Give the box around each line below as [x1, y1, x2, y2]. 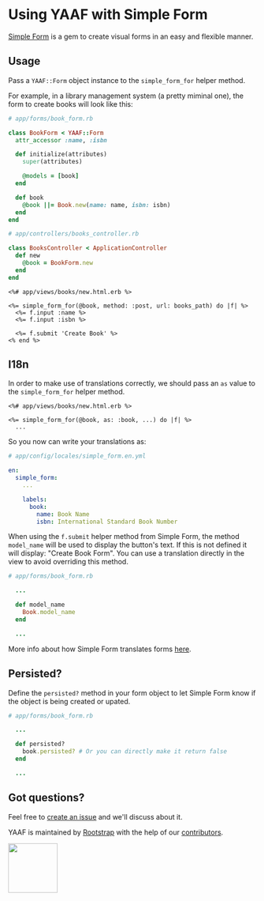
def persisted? [15, 741, 65, 748]
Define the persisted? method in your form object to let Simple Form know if [8, 688, 256, 697]
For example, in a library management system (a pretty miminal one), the [8, 91, 244, 100]
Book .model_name [22, 609, 76, 616]
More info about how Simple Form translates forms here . [8, 644, 191, 654]
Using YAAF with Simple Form [8, 6, 208, 24]
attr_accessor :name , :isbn [15, 136, 108, 144]
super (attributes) [22, 158, 83, 166]
